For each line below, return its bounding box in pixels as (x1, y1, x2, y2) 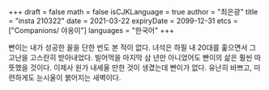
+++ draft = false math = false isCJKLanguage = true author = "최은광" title (8, 7, 258, 16)
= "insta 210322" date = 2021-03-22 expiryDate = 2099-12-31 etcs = (8, 16, 238, 26)
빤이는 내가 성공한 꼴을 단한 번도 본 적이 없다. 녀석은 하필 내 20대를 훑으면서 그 (8, 43, 257, 52)
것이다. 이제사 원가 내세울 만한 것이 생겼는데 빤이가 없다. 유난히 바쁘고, (29, 63, 253, 72)
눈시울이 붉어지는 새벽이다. (36, 73, 122, 82)
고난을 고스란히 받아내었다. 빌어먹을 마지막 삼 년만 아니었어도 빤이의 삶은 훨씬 (8, 53, 253, 62)
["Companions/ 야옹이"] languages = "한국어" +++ (8, 26, 174, 35)
